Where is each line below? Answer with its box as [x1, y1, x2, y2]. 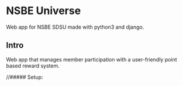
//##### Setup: [6, 73, 43, 80]
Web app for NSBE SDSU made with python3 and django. [6, 23, 144, 30]
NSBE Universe [6, 4, 81, 18]
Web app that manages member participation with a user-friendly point [6, 56, 177, 63]
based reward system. [6, 62, 60, 69]
